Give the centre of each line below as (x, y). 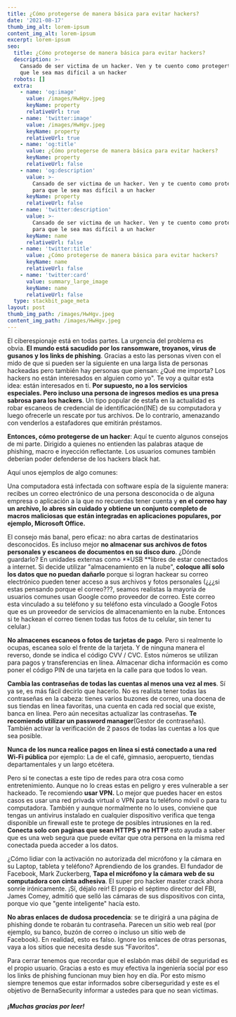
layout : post (26, 308)
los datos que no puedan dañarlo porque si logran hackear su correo (108, 574)
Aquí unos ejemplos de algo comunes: (63, 472)
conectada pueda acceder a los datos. (63, 845)
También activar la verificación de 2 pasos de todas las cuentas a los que (113, 728)
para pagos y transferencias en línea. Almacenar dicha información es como (118, 662)
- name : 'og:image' (48, 92)
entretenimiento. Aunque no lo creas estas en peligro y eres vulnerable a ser (118, 785)
